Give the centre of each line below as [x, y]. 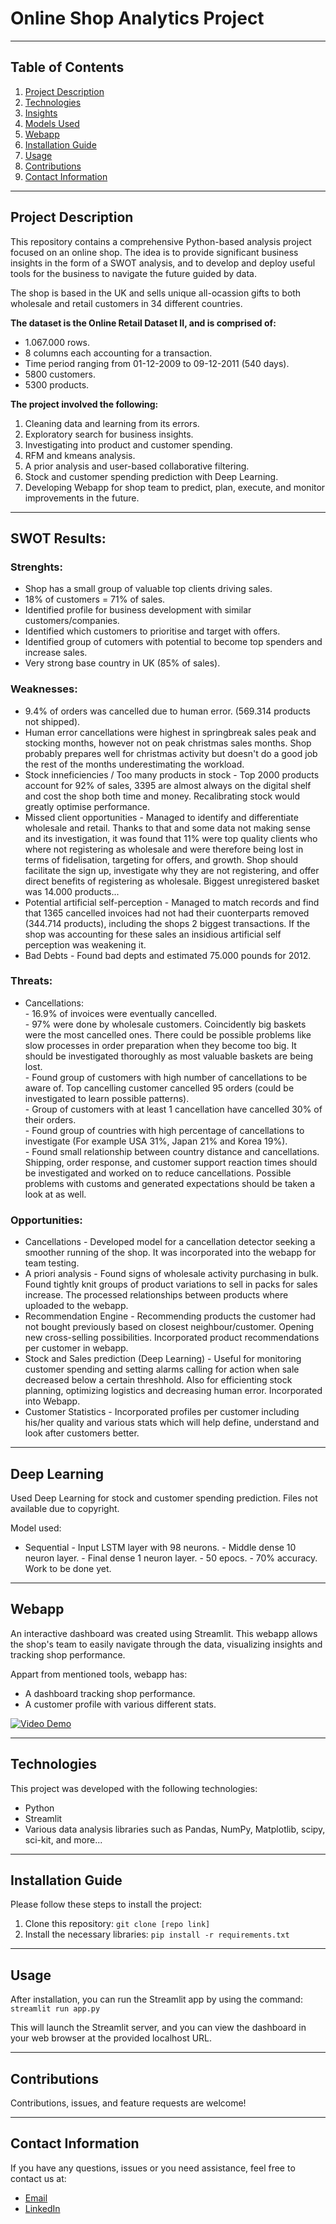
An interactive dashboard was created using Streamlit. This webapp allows [164, 1633]
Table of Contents [67, 67]
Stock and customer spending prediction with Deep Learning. [151, 476]
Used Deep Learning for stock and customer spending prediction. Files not [164, 1498]
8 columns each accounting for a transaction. [118, 353]
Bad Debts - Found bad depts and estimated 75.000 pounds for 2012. [168, 955]
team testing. [52, 1263]
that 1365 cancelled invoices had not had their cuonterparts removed [167, 913]
